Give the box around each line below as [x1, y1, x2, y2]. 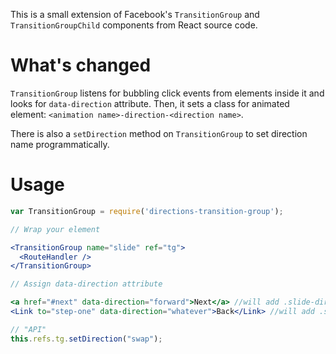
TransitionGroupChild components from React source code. [10, 19, 258, 31]
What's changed [10, 54, 152, 77]
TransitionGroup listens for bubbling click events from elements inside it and [10, 87, 325, 99]
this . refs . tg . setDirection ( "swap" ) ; [10, 334, 163, 344]
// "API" [10, 324, 47, 334]
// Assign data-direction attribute [10, 279, 163, 289]
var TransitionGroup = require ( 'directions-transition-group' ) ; [10, 206, 284, 216]
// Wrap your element [10, 224, 101, 234]
